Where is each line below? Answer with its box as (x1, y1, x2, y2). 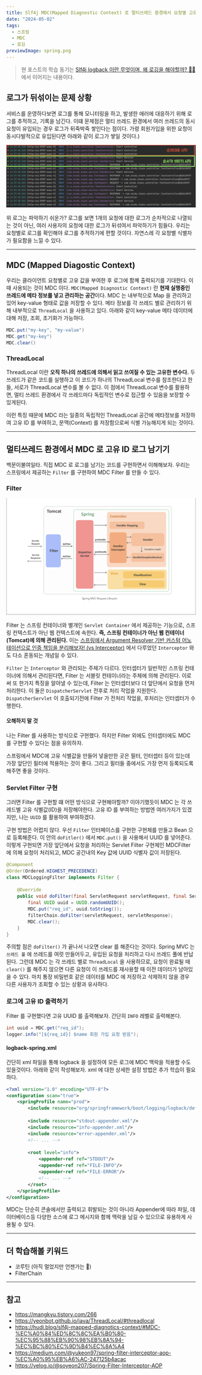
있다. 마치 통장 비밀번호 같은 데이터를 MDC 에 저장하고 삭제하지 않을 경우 (19, 973, 190, 981)
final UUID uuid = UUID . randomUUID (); (28, 900, 125, 906)
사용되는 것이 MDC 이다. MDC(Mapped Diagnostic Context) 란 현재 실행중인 (12, 284, 191, 292)
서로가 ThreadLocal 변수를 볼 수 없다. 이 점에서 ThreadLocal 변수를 (14, 384, 174, 391)
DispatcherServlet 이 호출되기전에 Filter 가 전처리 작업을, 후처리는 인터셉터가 (6, 694, 189, 702)
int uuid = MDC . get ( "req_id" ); (6, 1024, 85, 1031)
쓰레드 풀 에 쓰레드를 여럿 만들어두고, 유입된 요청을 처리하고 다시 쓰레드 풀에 (6, 950, 182, 958)
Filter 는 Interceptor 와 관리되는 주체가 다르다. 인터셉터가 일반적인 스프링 (6, 664, 183, 672)
